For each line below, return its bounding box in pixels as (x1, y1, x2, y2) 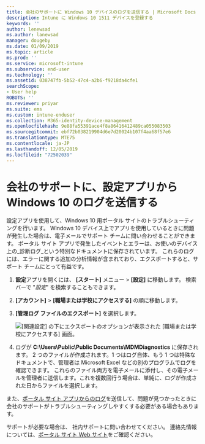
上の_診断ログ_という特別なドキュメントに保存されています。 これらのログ (6, 247, 195, 255)
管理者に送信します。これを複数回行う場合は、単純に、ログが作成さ (26, 374, 197, 381)
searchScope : (6, 84, 40, 90)
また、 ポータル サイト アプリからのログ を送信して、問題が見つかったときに (6, 395, 197, 402)
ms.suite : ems (6, 106, 43, 112)
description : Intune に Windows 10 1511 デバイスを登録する (6, 15, 154, 21)
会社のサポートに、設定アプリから (6, 180, 178, 194)
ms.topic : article (6, 49, 53, 55)
